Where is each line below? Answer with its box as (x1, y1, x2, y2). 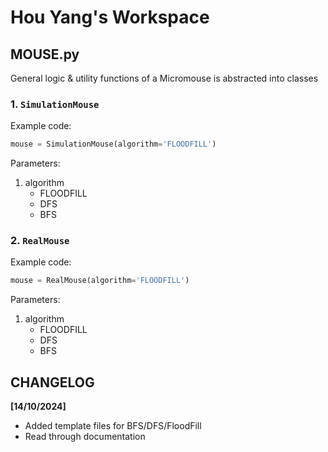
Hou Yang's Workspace (10, 6, 210, 29)
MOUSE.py (10, 46, 80, 63)
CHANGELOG (10, 374, 95, 391)
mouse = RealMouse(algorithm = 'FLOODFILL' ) (10, 276, 190, 286)
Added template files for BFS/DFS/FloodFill (24, 420, 202, 432)
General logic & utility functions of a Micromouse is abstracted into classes (10, 72, 319, 84)
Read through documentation (24, 431, 146, 443)
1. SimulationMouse (10, 97, 100, 111)
